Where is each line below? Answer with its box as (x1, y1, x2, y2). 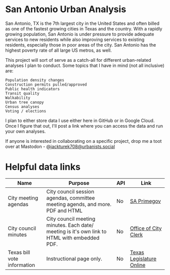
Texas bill (8, 249, 30, 256)
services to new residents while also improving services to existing (5, 36, 145, 43)
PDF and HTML (46, 207, 82, 214)
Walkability (5, 95, 30, 100)
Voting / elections (5, 108, 47, 113)
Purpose (68, 179, 90, 186)
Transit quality (5, 91, 39, 96)
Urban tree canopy (5, 100, 44, 105)
